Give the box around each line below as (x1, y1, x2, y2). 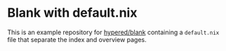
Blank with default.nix (7, 5, 138, 21)
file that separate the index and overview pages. (7, 35, 147, 43)
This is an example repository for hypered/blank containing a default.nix (7, 28, 220, 36)
